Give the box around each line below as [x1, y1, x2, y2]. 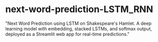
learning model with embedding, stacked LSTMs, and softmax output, [5, 25, 152, 31]
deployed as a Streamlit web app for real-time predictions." [5, 31, 130, 37]
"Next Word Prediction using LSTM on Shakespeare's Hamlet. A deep [5, 20, 152, 26]
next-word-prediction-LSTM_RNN [5, 4, 153, 15]
